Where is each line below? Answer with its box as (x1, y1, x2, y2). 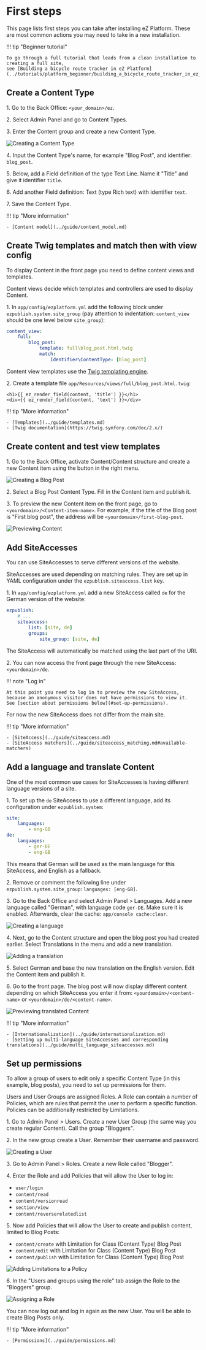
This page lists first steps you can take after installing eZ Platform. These (6, 25, 191, 32)
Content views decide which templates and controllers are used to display (6, 285, 193, 292)
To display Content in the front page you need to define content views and (6, 266, 194, 274)
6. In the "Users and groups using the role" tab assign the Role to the (6, 1277, 180, 1284)
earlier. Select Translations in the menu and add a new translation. (6, 940, 174, 948)
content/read (15, 1192, 49, 1198)
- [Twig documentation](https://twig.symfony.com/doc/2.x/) (6, 424, 164, 431)
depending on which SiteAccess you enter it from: (6, 989, 133, 996)
